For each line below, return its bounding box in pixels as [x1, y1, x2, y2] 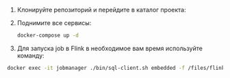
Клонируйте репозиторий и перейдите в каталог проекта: [16, 6, 186, 14]
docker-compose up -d [16, 32, 79, 39]
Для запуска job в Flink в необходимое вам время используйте [16, 44, 203, 52]
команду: [16, 51, 44, 60]
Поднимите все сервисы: [16, 19, 92, 26]
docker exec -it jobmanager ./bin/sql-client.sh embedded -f [7, 64, 186, 71]
